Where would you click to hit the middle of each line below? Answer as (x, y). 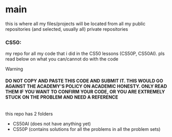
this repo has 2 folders (29, 114)
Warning (14, 69)
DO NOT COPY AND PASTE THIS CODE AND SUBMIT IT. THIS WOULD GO (84, 81)
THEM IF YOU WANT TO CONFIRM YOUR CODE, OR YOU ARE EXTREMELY (85, 91)
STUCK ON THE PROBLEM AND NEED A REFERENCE (62, 97)
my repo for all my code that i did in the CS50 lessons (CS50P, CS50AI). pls (85, 54)
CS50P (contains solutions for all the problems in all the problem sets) (87, 129)
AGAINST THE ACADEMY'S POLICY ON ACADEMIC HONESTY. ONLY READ (86, 86)
